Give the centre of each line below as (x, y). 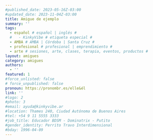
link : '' (14, 93)
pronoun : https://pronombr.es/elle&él (45, 88)
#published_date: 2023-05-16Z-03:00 (43, 10)
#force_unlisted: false (30, 79)
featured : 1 (17, 74)
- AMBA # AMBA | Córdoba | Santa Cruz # (52, 42)
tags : (11, 28)
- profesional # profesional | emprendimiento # (61, 47)
